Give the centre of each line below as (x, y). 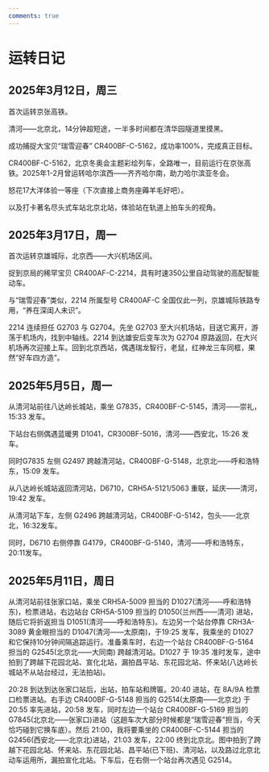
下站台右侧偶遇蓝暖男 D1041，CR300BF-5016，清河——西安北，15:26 (124, 434)
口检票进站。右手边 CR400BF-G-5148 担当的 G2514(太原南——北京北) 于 (130, 699)
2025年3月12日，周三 (63, 91)
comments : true (34, 16)
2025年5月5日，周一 (60, 385)
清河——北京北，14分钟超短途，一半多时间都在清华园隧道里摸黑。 (118, 128)
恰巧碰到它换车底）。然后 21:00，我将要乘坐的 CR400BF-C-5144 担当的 (126, 730)
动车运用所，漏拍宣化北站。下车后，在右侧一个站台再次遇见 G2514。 (122, 760)
